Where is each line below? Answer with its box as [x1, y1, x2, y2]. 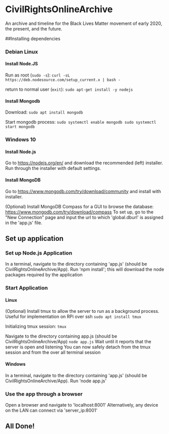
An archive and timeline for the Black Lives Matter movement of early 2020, [5, 20, 162, 26]
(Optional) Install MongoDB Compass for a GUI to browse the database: [5, 203, 154, 209]
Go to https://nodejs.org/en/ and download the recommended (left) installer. [5, 160, 163, 166]
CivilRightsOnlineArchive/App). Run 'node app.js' [5, 378, 107, 384]
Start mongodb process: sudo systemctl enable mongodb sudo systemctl [5, 119, 156, 125]
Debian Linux [5, 48, 38, 55]
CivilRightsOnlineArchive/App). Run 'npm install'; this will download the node [5, 266, 164, 272]
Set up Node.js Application [5, 249, 72, 257]
